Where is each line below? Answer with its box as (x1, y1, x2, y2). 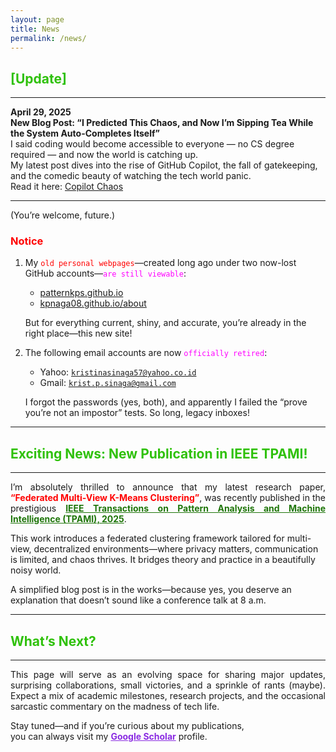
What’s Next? (10, 632, 97, 650)
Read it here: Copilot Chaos (10, 181, 124, 193)
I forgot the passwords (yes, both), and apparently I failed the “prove (24, 396, 308, 408)
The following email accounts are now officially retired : (24, 347, 268, 359)
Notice (10, 234, 44, 248)
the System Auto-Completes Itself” (10, 127, 160, 140)
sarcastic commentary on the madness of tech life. (10, 701, 220, 713)
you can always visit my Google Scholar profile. (10, 731, 208, 743)
